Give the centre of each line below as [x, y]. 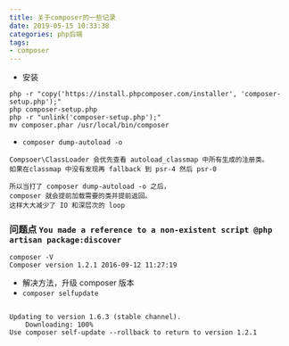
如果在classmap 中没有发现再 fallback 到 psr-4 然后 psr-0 [113, 169]
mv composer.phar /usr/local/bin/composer [89, 126]
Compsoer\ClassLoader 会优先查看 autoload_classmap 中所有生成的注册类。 [139, 160]
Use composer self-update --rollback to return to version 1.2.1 [133, 333]
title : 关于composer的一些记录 [62, 17]
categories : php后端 [46, 34]
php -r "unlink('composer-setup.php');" [86, 118]
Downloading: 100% [59, 325]
